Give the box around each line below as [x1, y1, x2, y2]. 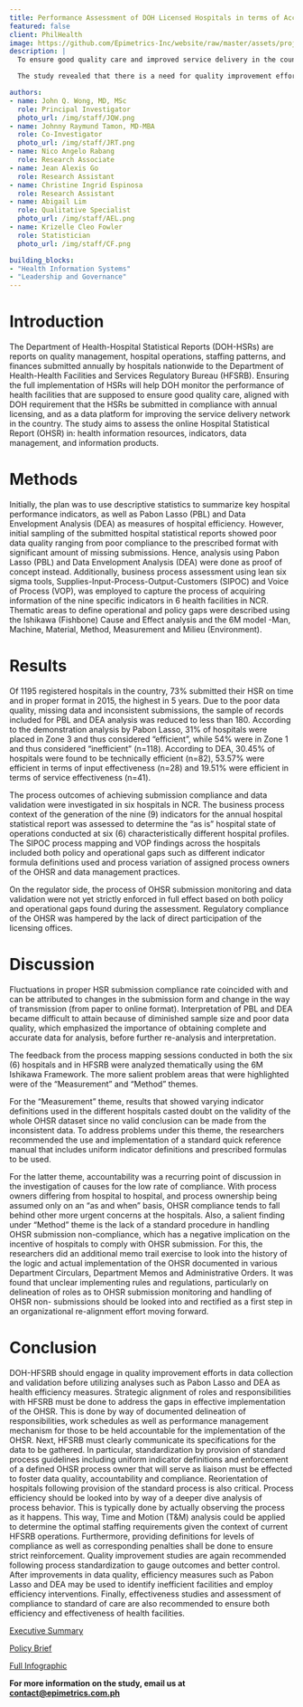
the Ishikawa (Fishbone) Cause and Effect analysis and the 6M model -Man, [9, 614, 291, 625]
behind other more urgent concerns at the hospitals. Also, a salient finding [9, 1209, 286, 1220]
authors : [9, 88, 42, 97]
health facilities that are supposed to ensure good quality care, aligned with [9, 390, 289, 401]
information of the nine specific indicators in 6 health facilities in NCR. [9, 595, 269, 606]
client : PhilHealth [9, 30, 83, 39]
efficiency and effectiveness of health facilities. [9, 1607, 185, 1618]
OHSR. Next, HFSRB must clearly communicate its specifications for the [9, 1435, 277, 1446]
